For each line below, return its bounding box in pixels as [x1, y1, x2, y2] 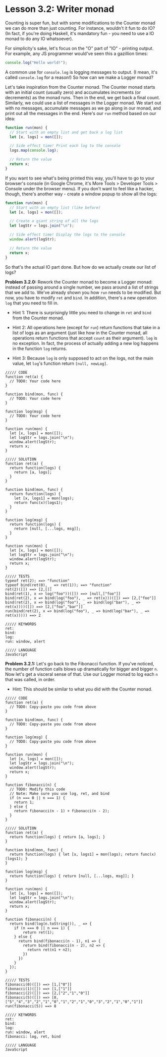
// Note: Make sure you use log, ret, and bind [9, 791, 110, 796]
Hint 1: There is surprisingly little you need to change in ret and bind [12, 309, 152, 315]
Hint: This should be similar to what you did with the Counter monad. [12, 686, 153, 692]
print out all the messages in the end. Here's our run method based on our [5, 110, 157, 116]
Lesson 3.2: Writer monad [5, 3, 114, 15]
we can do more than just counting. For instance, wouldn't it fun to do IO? [5, 25, 155, 31]
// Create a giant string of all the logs [9, 219, 99, 224]
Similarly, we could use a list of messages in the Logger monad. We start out [5, 100, 162, 106]
